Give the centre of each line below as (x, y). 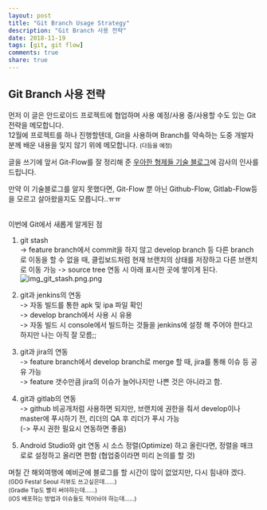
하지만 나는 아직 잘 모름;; (58, 335)
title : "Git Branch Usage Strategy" (69, 23)
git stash (34, 240)
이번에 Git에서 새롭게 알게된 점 (55, 224)
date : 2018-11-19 (37, 38)
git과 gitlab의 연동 (48, 398)
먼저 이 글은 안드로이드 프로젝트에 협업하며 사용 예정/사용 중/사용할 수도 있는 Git (132, 115)
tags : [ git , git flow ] (46, 45)
